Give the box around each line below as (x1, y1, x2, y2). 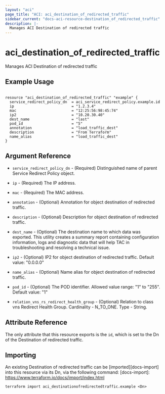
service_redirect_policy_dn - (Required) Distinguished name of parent (12, 165, 157, 171)
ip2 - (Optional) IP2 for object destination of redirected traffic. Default (12, 254, 154, 260)
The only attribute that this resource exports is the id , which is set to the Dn (5, 331, 159, 337)
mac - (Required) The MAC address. (12, 189, 84, 196)
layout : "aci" (5, 7, 35, 12)
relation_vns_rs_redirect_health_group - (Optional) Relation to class (12, 298, 154, 304)
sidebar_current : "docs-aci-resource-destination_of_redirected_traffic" (5, 16, 161, 21)
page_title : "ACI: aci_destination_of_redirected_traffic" (5, 12, 129, 17)
